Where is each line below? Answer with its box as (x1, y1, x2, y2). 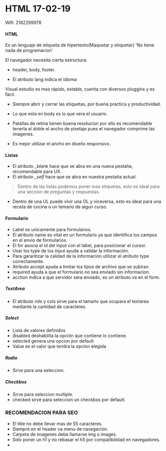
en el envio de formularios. (12, 237, 68, 243)
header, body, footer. (12, 67, 56, 73)
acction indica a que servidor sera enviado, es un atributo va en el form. (12, 274, 161, 280)
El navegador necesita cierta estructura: (5, 57, 88, 63)
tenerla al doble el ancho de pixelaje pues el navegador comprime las (12, 126, 155, 132)
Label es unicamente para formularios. (12, 226, 92, 232)
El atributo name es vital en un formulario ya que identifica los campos (12, 232, 158, 238)
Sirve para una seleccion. (12, 368, 65, 374)
